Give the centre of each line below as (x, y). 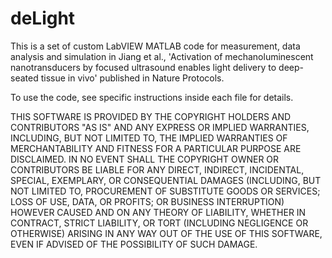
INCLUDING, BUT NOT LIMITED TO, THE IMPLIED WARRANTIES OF (149, 138)
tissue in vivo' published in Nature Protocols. (132, 78)
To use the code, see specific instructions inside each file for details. (152, 97)
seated (24, 78)
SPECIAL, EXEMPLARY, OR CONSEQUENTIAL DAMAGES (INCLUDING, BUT (166, 180)
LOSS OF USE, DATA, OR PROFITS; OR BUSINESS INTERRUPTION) (147, 201)
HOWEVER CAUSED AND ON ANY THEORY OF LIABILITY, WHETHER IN (158, 212)
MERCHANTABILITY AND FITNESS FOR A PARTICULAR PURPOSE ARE (156, 148)
